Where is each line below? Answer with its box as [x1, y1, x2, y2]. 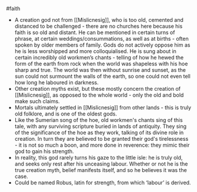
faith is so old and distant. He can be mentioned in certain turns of [14, 29, 175, 36]
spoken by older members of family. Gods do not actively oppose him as [14, 41, 191, 48]
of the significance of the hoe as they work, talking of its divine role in [14, 129, 184, 136]
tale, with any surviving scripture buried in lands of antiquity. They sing [14, 123, 187, 130]
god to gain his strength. [14, 148, 75, 155]
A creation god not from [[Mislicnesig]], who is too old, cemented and [14, 16, 184, 23]
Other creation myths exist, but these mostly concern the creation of [14, 85, 181, 92]
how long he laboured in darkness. [14, 79, 99, 86]
